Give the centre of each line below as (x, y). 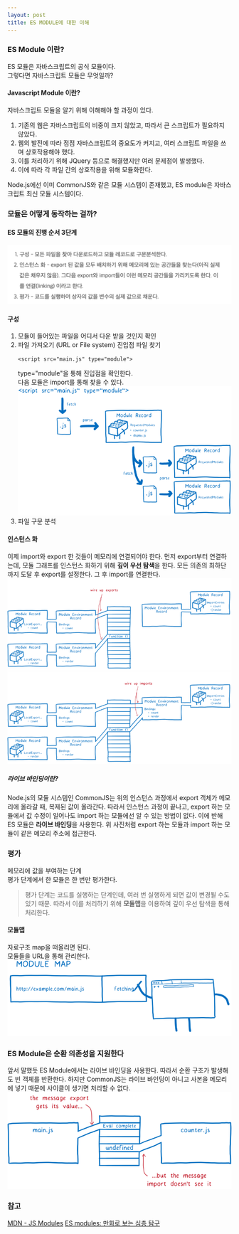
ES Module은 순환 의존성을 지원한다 (66, 1053)
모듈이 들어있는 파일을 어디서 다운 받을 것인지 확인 (87, 336)
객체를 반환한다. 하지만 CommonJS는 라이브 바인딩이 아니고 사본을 (115, 1079)
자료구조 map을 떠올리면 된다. (49, 947)
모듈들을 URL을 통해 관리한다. (49, 956)
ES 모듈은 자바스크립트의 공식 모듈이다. (62, 66)
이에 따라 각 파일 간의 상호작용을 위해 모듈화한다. (85, 170)
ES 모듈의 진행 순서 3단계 (42, 232)
